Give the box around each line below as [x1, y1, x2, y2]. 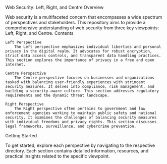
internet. [5, 62, 26, 67]
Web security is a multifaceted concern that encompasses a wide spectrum [5, 14, 162, 20]
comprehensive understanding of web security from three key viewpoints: [5, 25, 159, 31]
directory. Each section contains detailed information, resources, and [5, 148, 149, 153]
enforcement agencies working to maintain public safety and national [5, 111, 157, 116]
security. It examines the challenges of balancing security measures [5, 115, 157, 120]
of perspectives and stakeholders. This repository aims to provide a [5, 20, 146, 25]
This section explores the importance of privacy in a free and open [5, 58, 155, 63]
